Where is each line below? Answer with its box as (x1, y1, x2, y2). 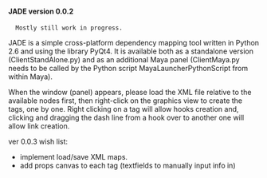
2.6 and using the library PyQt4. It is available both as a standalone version (8, 46, 253, 56)
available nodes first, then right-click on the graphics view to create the (8, 96, 243, 105)
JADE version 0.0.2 (8, 6, 74, 16)
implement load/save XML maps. (19, 152, 128, 162)
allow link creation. (8, 121, 70, 131)
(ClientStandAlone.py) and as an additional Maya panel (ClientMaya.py (8, 55, 241, 65)
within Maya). (8, 72, 53, 81)
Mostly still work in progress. (15, 24, 124, 32)
